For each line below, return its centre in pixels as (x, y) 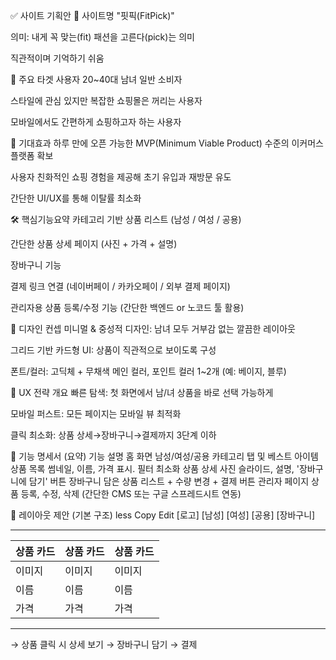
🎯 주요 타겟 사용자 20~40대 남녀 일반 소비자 (96, 79)
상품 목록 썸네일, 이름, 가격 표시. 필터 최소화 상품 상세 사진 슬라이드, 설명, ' (155, 468)
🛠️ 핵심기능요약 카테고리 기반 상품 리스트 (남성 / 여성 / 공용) (126, 219)
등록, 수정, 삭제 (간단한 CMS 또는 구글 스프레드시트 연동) (131, 493)
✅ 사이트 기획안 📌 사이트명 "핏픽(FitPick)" (92, 15)
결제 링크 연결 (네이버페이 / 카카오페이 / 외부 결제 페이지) (120, 286)
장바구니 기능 (36, 265)
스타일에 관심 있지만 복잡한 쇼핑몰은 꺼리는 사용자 (106, 100)
